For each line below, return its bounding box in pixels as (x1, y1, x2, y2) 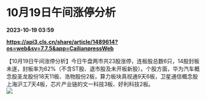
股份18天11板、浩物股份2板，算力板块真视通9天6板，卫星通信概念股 (27, 72, 198, 80)
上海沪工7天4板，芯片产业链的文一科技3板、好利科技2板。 (6, 80, 154, 88)
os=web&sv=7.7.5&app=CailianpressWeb (6, 44, 114, 52)
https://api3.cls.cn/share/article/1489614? (6, 38, 118, 45)
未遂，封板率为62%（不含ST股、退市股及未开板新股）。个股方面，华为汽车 (6, 65, 194, 72)
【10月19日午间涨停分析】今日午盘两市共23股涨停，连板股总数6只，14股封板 (6, 57, 200, 64)
